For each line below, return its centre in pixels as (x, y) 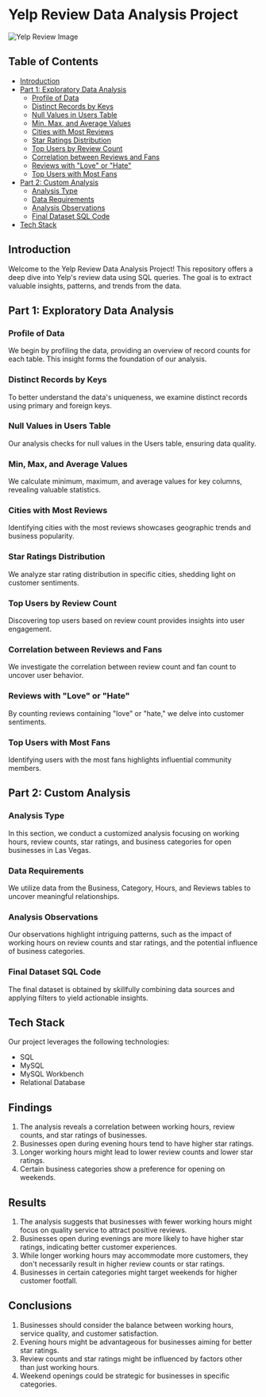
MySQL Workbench (52, 1074)
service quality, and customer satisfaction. (89, 1333)
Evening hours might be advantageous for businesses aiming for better (136, 1341)
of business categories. (47, 951)
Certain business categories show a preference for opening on (122, 1169)
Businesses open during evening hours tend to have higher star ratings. (137, 1144)
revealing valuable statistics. (55, 490)
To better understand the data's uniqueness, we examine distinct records (128, 397)
